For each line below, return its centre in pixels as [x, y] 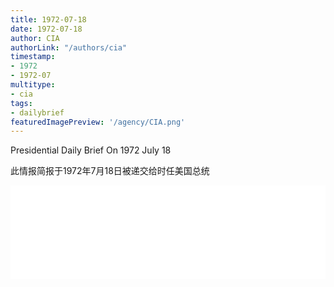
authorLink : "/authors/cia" [69, 47]
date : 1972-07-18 [46, 29]
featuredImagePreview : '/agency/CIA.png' [98, 122]
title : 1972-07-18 [48, 19]
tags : [21, 103]
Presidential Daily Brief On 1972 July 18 [91, 150]
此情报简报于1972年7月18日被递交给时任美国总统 [110, 171]
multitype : [33, 85]
